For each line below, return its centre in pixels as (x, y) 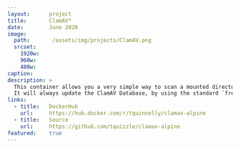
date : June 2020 (43, 27)
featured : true (35, 133)
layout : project (40, 14)
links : (17, 100)
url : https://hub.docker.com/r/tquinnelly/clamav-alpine (113, 113)
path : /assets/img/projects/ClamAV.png (83, 41)
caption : (20, 73)
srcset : (25, 47)
